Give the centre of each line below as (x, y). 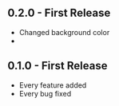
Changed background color (64, 32)
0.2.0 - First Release (59, 13)
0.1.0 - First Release (58, 66)
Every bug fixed (45, 93)
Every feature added (53, 85)
